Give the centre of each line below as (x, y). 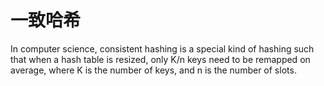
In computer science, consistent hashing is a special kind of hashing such (162, 48)
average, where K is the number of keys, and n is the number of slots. (153, 70)
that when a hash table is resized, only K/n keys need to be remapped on (160, 59)
